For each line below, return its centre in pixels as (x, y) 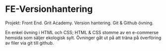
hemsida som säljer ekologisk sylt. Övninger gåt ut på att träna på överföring (83, 38)
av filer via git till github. (29, 43)
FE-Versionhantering (49, 9)
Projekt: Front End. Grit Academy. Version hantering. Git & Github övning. (79, 23)
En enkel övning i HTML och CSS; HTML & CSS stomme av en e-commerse (82, 32)
